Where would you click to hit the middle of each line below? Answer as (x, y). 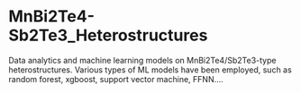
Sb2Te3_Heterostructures (108, 35)
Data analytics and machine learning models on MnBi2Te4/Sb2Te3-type (142, 60)
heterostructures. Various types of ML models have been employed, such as (150, 70)
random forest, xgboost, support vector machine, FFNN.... (116, 79)
